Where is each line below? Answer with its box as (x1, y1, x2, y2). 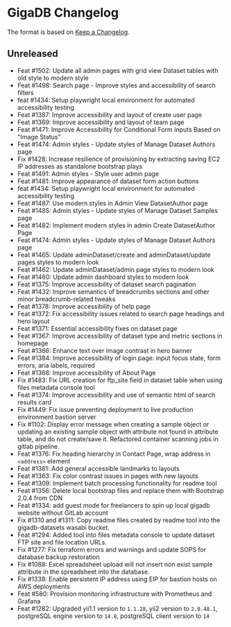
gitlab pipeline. (17, 442, 60, 450)
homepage (17, 338, 49, 347)
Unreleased (7, 48, 59, 60)
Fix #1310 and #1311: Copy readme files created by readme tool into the (17, 515, 221, 524)
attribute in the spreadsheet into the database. (17, 567, 151, 576)
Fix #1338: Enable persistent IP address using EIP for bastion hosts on (17, 574, 217, 583)
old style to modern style (17, 74, 89, 82)
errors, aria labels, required (17, 361, 95, 369)
